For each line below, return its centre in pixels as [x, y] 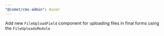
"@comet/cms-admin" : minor [33, 9]
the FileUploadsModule [28, 28]
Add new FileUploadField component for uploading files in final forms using [82, 23]
